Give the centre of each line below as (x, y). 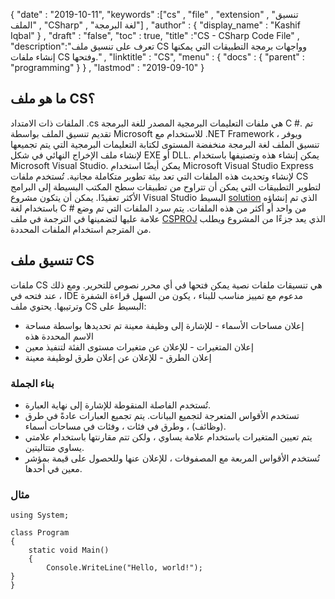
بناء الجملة (32, 383)
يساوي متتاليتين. (54, 447)
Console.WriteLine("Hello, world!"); (124, 568)
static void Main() (69, 550)
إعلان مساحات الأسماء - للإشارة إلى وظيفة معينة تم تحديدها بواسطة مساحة (164, 325)
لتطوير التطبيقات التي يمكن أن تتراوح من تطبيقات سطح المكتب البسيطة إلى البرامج (166, 186)
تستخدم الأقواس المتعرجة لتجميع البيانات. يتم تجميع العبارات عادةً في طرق (162, 415)
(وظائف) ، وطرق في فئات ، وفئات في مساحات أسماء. (125, 426)
